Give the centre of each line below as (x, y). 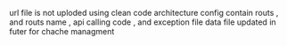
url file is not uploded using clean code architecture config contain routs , (144, 13)
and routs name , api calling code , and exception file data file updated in (143, 22)
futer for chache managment (62, 31)
